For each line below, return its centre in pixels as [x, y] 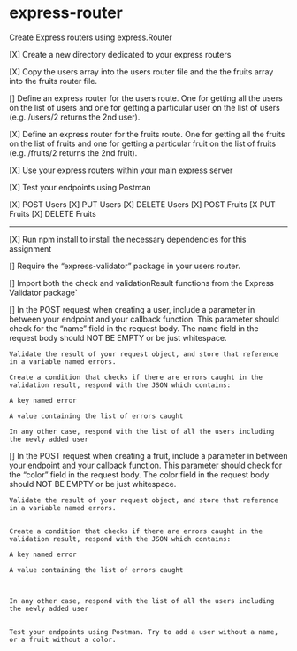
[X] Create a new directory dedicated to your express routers [120, 54]
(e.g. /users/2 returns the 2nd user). [75, 117]
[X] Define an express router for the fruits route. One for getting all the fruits [147, 134]
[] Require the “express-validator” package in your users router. [125, 266]
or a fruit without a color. [63, 639]
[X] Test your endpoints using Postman [80, 187]
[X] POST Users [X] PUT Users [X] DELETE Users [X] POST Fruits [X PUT [142, 204]
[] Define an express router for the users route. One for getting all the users [146, 98]
